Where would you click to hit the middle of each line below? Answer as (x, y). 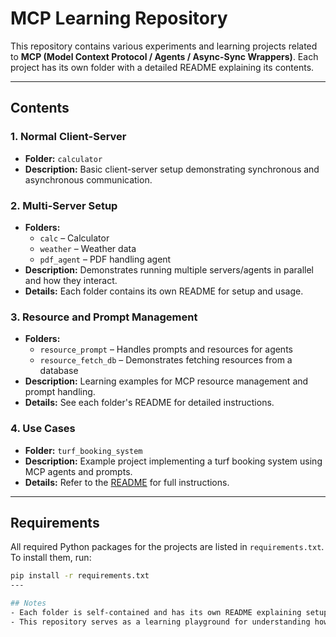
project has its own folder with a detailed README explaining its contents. (162, 67)
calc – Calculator (74, 238)
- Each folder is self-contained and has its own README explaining (156, 612)
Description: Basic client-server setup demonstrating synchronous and (172, 169)
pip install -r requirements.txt (80, 576)
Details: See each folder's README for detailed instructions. (149, 403)
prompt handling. (60, 392)
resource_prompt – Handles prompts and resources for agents (166, 349)
